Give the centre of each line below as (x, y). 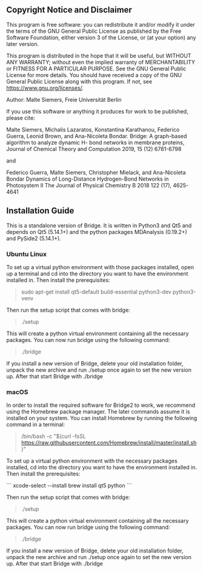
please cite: (21, 118)
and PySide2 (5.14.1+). (34, 238)
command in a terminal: (36, 424)
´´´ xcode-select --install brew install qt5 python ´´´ (69, 486)
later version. (23, 44)
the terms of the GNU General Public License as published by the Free (94, 31)
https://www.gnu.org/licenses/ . (45, 88)
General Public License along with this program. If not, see (79, 81)
